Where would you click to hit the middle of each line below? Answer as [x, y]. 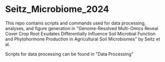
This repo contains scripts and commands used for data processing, [75, 23]
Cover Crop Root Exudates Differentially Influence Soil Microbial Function [80, 33]
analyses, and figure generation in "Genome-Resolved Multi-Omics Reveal [82, 28]
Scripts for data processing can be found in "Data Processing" [69, 54]
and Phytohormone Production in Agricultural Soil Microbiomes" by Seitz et [83, 39]
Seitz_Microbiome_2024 [57, 9]
